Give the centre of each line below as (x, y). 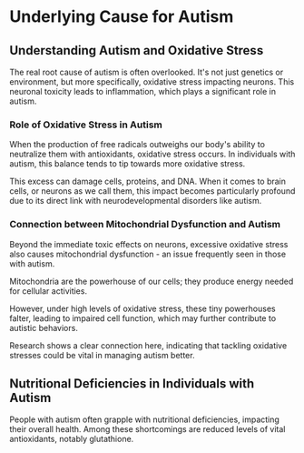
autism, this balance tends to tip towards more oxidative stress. (127, 164)
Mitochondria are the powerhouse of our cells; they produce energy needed (152, 281)
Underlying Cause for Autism (122, 17)
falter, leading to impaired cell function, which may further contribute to (143, 318)
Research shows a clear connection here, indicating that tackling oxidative (148, 345)
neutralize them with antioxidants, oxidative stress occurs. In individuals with (152, 154)
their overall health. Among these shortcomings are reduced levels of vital (147, 429)
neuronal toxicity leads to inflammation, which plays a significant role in (143, 91)
